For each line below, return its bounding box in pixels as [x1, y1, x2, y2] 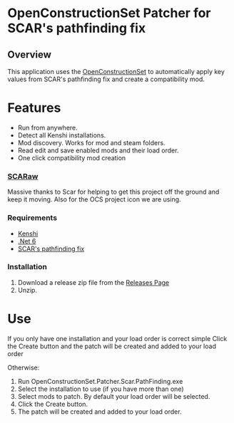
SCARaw [7, 171, 39, 181]
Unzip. [17, 286, 38, 294]
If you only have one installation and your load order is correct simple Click [7, 334, 228, 343]
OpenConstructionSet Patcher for [7, 5, 211, 21]
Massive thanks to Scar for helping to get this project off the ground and [7, 187, 220, 197]
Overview [7, 48, 52, 61]
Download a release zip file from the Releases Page [17, 278, 170, 286]
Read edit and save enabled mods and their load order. [17, 146, 179, 155]
